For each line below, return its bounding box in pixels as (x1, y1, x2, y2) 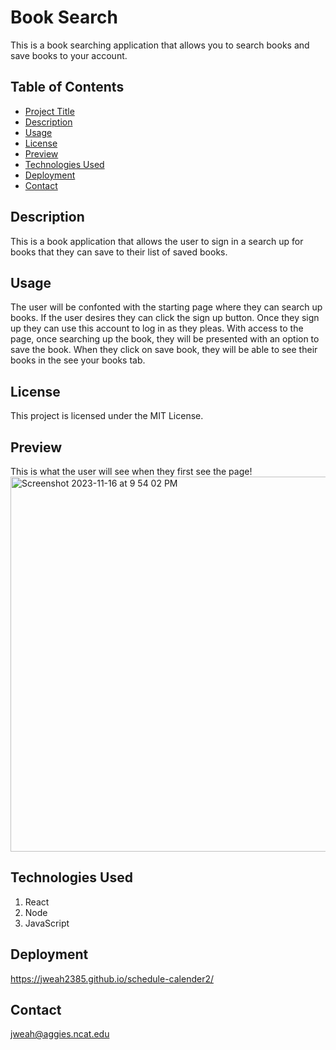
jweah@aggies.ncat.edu (10, 1028, 110, 1040)
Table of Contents (10, 79, 125, 96)
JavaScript (24, 917, 70, 929)
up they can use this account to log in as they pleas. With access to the (10, 322, 304, 335)
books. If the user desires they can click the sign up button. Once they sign (10, 312, 320, 324)
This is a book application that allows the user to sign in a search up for (10, 235, 304, 247)
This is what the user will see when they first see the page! (10, 466, 253, 477)
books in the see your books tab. (10, 354, 146, 366)
